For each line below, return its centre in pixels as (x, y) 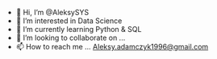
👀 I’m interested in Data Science (69, 21)
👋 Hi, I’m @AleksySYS (52, 12)
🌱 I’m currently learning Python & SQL (79, 29)
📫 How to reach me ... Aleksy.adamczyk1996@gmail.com (112, 47)
